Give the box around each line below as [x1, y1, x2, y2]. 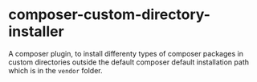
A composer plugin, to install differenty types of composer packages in [8, 49, 243, 58]
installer [8, 22, 64, 41]
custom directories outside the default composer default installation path [8, 57, 250, 67]
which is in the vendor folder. [8, 65, 103, 75]
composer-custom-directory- [8, 6, 211, 24]
